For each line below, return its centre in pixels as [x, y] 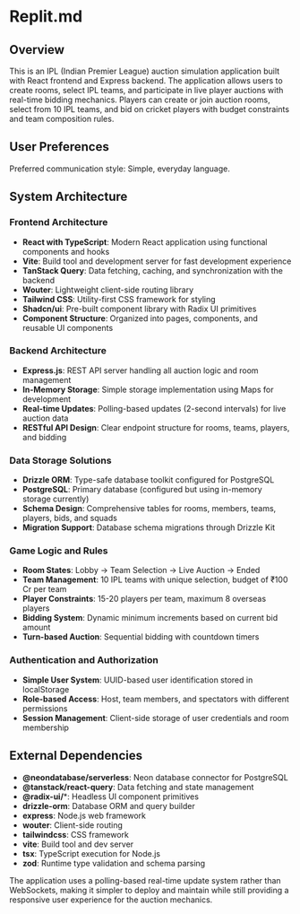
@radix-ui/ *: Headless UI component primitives [111, 796]
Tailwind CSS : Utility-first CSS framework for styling [119, 299]
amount [36, 627]
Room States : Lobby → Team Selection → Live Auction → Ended [141, 570]
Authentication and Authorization [84, 660]
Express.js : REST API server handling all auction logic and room [140, 370]
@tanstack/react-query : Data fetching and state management [138, 787]
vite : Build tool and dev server [78, 844]
